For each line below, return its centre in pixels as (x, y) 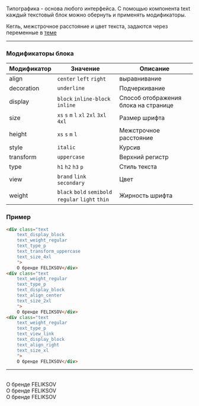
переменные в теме (32, 33)
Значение (85, 69)
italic (66, 148)
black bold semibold (85, 192)
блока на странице (146, 105)
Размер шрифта (142, 118)
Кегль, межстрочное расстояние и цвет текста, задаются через (87, 26)
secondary (71, 183)
